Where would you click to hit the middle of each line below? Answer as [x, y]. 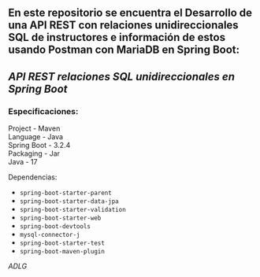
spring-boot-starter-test [62, 243]
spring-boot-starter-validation [72, 210]
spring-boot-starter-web [60, 218]
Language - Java [36, 137]
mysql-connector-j [50, 235]
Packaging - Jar [34, 153]
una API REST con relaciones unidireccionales [123, 26]
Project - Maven [34, 128]
